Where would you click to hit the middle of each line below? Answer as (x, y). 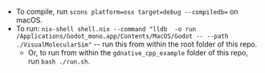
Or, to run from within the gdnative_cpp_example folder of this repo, (138, 53)
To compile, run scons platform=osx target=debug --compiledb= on (127, 12)
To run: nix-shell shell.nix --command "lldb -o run (106, 28)
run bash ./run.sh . (59, 61)
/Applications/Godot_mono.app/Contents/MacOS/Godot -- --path (122, 36)
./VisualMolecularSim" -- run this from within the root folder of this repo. (137, 44)
